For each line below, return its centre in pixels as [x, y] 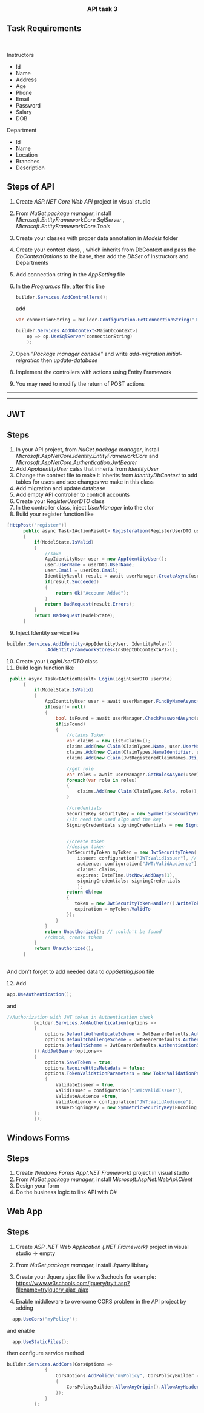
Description [30, 168]
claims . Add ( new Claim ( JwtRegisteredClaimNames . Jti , [133, 758]
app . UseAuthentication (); [39, 994]
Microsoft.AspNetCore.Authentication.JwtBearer [76, 462]
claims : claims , [98, 869]
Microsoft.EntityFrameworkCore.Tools [63, 226]
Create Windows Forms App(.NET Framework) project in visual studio [102, 1173]
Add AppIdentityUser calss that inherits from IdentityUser [87, 469]
